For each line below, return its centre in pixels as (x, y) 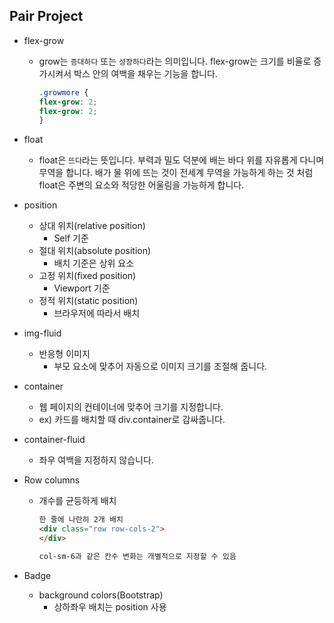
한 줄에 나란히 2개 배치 (81, 520)
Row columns (52, 480)
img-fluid (42, 333)
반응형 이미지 (64, 354)
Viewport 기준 (82, 288)
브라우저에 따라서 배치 (97, 313)
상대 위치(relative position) (92, 226)
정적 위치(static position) (88, 301)
